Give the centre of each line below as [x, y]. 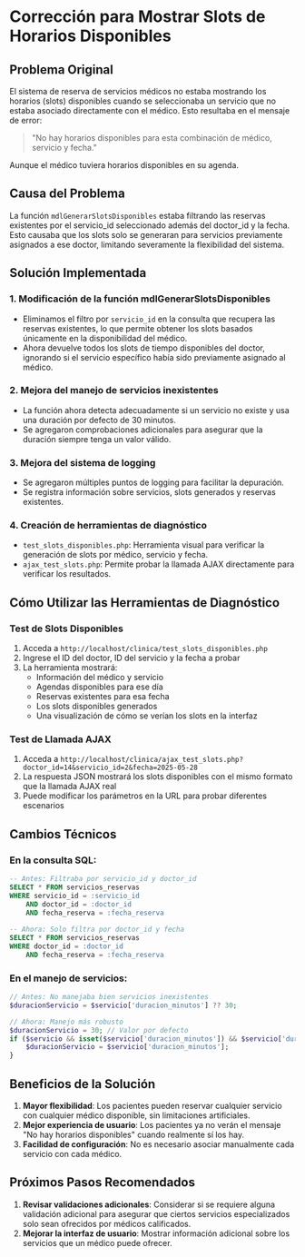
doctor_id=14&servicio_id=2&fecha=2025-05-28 [110, 768]
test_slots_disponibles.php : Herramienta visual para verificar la [143, 545]
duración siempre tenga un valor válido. [97, 439]
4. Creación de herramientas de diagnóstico [108, 526]
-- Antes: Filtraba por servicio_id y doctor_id [103, 879]
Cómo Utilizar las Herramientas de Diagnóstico [144, 603]
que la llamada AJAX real [69, 787]
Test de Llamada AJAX [60, 739]
